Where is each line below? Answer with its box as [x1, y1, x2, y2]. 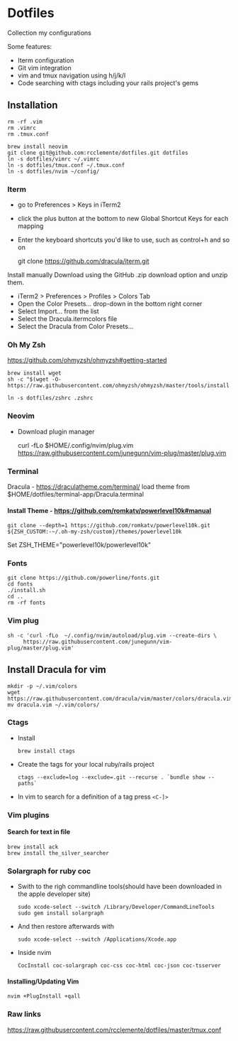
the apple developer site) [17, 890, 91, 898]
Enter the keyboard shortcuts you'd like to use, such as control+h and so [17, 236, 230, 244]
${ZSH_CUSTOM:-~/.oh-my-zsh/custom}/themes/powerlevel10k [7, 528, 182, 536]
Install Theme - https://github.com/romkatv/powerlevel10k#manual [7, 506, 211, 514]
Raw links [7, 1009, 41, 1019]
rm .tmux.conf [7, 130, 50, 138]
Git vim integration [17, 63, 72, 72]
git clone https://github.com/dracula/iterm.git [17, 257, 150, 266]
